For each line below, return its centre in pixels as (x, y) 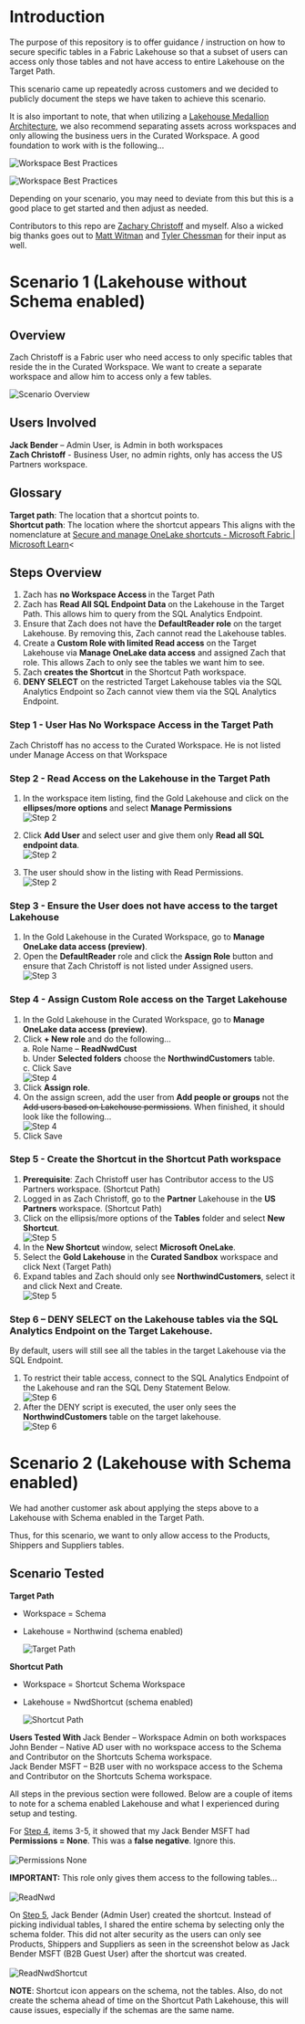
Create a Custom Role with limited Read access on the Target (139, 643)
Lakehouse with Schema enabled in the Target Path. (107, 1518)
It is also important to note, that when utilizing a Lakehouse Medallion (139, 116)
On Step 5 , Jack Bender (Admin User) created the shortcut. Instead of (140, 1914)
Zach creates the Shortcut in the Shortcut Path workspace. (134, 672)
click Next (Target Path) (67, 1266)
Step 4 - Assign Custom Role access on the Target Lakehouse (148, 1000)
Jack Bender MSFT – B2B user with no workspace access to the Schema (146, 1766)
